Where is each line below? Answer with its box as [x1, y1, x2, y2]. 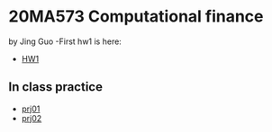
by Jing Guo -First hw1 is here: [8, 36, 122, 47]
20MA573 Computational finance [8, 6, 264, 27]
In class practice [8, 79, 103, 95]
